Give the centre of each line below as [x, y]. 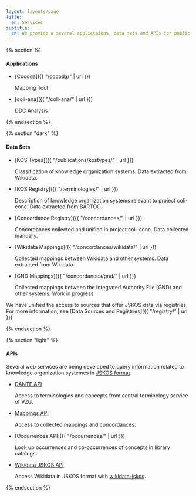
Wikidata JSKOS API [39, 465]
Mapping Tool [31, 88]
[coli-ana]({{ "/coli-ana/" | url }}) [53, 99]
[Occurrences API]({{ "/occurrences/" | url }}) [70, 436]
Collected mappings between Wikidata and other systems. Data [92, 258]
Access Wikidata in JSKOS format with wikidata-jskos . [80, 476]
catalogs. [26, 453]
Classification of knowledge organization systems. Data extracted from [100, 171]
